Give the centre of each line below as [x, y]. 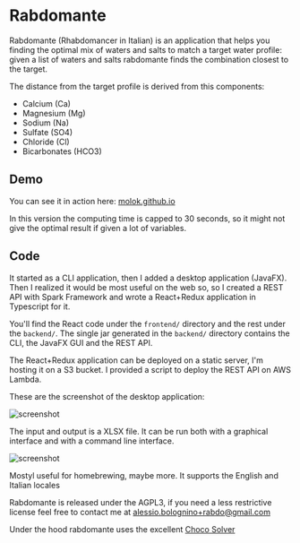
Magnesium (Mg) [54, 113]
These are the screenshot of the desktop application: [107, 396]
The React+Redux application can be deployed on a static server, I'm [137, 360]
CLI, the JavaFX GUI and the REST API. [81, 342]
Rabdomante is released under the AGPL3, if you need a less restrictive [141, 502]
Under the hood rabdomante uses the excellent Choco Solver [122, 529]
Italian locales [35, 485]
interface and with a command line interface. [92, 441]
